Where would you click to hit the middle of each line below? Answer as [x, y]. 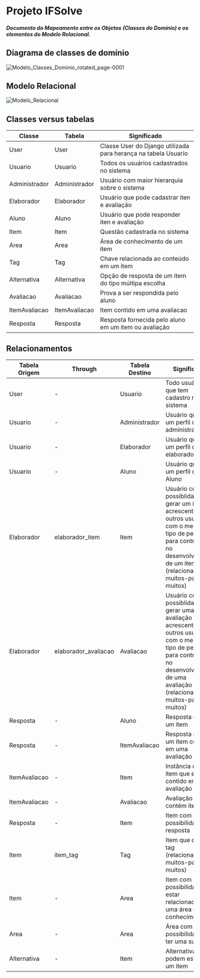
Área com [179, 927]
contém [176, 806]
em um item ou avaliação [135, 328]
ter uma [176, 942]
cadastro [178, 398]
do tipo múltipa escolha [133, 283]
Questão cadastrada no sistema [145, 232]
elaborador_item [77, 537]
